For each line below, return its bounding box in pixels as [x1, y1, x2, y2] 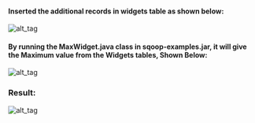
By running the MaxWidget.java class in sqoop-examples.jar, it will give [8, 42, 247, 51]
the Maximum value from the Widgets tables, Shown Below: [8, 50, 208, 59]
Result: [8, 88, 36, 99]
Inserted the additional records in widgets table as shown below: [8, 6, 224, 16]
